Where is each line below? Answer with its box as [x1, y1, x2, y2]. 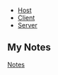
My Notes [7, 42, 52, 54]
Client [17, 13, 35, 22]
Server [17, 21, 37, 29]
